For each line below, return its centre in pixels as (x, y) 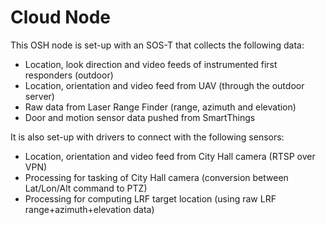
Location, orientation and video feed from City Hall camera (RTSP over (170, 156)
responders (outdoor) (69, 75)
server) (39, 96)
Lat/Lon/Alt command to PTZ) (86, 188)
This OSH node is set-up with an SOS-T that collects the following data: (157, 45)
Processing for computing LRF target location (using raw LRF (150, 198)
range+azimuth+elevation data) (89, 209)
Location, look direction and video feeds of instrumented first (151, 64)
